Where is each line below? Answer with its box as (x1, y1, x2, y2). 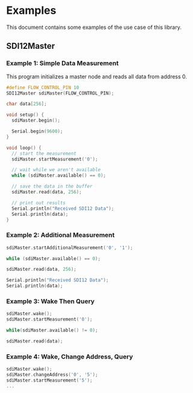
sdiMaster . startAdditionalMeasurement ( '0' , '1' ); (6, 245, 133, 251)
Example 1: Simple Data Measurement (6, 59, 119, 68)
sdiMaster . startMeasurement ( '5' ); (6, 377, 93, 383)
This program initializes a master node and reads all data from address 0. (6, 73, 188, 80)
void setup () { (6, 112, 44, 118)
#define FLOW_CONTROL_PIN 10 (6, 84, 79, 90)
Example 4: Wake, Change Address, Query (6, 352, 133, 360)
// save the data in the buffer (11, 183, 93, 190)
